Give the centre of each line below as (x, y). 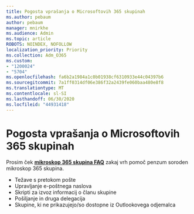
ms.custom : (19, 61)
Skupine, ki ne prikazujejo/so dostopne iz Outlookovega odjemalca (95, 205)
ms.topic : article (28, 39)
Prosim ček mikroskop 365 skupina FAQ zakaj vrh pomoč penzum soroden (97, 162)
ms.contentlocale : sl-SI (36, 93)
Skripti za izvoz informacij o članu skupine (65, 192)
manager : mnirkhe (27, 28)
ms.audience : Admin (30, 34)
